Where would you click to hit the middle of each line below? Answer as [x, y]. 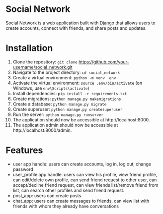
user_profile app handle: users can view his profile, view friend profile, [85, 174]
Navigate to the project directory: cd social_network [66, 72]
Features [24, 150]
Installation [29, 48]
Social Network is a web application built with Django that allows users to [81, 23]
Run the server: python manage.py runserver [58, 114]
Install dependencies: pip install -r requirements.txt [70, 93]
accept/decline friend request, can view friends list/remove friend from [85, 185]
